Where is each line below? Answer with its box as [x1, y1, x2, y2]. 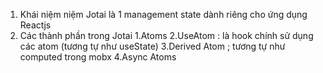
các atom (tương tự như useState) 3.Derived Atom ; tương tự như [19, 40, 286, 52]
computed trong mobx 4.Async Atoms [19, 51, 177, 63]
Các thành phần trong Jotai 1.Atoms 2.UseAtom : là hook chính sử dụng [19, 30, 314, 41]
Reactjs [19, 19, 52, 31]
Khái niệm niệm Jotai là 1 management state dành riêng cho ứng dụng [19, 9, 308, 20]
